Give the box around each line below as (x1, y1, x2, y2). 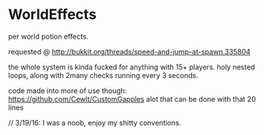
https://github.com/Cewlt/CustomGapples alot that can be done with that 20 (8, 94, 256, 103)
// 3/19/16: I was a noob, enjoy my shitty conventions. (8, 118, 182, 127)
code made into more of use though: (8, 85, 127, 96)
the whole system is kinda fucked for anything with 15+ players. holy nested (8, 62, 255, 72)
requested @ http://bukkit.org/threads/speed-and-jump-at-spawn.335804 (8, 47, 251, 56)
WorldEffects (8, 6, 97, 24)
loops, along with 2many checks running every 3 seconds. (8, 70, 199, 80)
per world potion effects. (8, 32, 89, 41)
